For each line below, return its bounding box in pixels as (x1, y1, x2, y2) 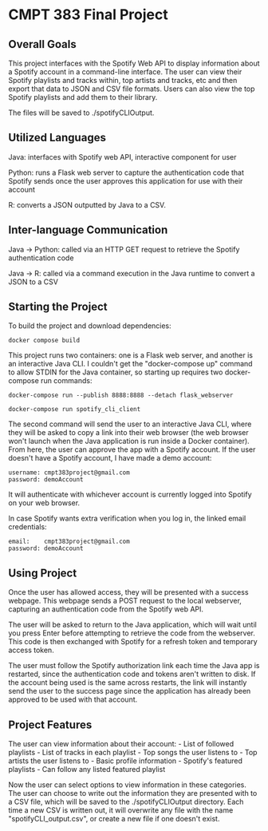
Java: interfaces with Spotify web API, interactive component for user (8, 152, 237, 161)
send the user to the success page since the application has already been (8, 687, 251, 696)
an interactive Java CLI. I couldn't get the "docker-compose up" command (8, 359, 253, 369)
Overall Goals (8, 38, 77, 51)
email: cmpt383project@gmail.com (8, 537, 130, 546)
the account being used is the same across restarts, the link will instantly (8, 678, 247, 687)
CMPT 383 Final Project (8, 6, 169, 24)
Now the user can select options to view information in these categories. (8, 780, 247, 789)
